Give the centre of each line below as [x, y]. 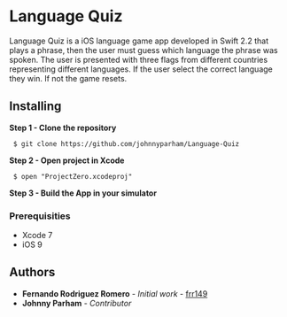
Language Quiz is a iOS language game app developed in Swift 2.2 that [139, 41]
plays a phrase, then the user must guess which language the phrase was [143, 50]
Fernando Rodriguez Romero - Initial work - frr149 [115, 293]
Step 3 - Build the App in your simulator [83, 193]
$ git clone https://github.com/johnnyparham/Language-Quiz [126, 143]
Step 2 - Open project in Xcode [67, 160]
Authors [32, 272]
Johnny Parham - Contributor [77, 303]
